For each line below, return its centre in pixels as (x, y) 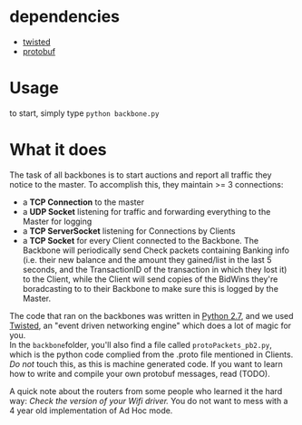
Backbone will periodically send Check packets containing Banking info (156, 250)
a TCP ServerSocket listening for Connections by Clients (129, 231)
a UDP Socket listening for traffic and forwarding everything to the (146, 211)
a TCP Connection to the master (83, 202)
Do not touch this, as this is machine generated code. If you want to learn (146, 363)
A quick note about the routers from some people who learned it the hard (146, 391)
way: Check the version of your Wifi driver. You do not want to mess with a (149, 401)
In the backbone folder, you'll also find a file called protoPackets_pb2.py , (141, 344)
